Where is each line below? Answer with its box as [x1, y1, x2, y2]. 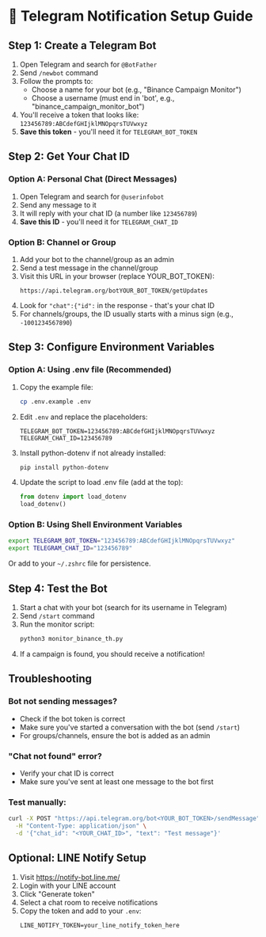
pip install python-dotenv [19, 463, 109, 471]
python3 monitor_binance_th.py [19, 635, 123, 643]
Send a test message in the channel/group [19, 263, 158, 272]
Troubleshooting [8, 672, 93, 686]
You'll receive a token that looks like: [19, 110, 139, 120]
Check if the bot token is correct [19, 714, 125, 723]
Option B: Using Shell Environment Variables [8, 519, 183, 530]
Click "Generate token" [19, 889, 95, 898]
